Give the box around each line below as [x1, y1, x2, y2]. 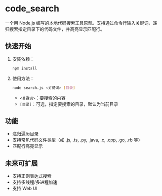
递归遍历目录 [12, 131, 39, 137]
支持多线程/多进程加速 [12, 179, 58, 185]
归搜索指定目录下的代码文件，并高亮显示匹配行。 [5, 26, 105, 32]
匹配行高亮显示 [12, 143, 43, 149]
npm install [12, 66, 37, 71]
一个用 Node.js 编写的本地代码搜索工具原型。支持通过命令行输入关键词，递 [5, 20, 158, 26]
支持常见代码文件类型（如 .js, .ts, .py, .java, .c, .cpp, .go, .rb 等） [12, 137, 143, 143]
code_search [5, 3, 59, 14]
